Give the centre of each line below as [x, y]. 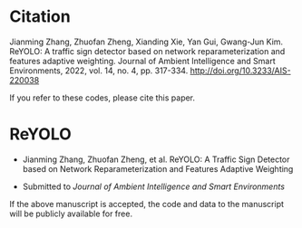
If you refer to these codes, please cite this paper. [102, 98]
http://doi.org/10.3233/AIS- [241, 71]
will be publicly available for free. [71, 214]
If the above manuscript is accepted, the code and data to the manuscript [146, 204]
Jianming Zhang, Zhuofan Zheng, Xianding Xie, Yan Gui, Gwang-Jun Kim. [146, 42]
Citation [40, 17]
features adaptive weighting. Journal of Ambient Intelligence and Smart [142, 61]
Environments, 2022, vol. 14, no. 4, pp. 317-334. [99, 71]
